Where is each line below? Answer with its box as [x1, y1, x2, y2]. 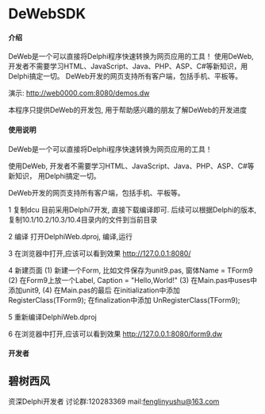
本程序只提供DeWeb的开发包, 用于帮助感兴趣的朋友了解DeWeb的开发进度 [8, 105, 248, 115]
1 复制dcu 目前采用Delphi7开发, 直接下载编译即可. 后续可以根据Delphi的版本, [8, 204, 257, 215]
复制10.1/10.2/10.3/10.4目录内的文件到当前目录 [8, 215, 158, 224]
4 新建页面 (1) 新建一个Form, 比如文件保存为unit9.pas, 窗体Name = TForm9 [8, 265, 253, 275]
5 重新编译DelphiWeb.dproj [8, 311, 97, 322]
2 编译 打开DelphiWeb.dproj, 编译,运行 [8, 231, 133, 241]
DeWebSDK [8, 5, 86, 23]
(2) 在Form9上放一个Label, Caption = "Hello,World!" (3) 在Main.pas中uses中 [8, 275, 258, 284]
